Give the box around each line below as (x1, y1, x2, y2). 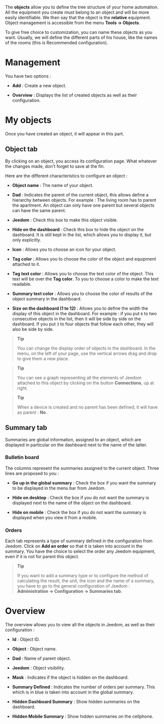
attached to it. (12, 261, 41, 267)
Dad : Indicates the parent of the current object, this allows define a (12, 191, 149, 198)
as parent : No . (17, 409, 48, 415)
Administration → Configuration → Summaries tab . (17, 589, 122, 594)
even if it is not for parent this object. (5, 554, 79, 560)
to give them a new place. (17, 355, 70, 361)
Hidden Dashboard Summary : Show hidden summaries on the (12, 699, 140, 705)
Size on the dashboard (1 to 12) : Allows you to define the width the (12, 305, 148, 311)
